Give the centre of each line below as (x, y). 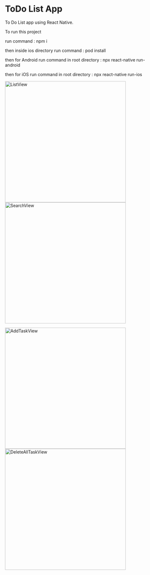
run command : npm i (26, 41)
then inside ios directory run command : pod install (55, 50)
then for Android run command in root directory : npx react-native (70, 60)
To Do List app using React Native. (39, 22)
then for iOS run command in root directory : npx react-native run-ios (74, 74)
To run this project (23, 31)
